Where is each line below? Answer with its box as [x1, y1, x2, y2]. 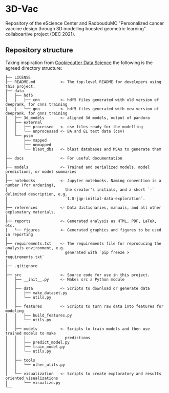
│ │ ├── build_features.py [5, 312, 72, 318]
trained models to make [5, 330, 56, 336]
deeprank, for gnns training [5, 111, 68, 116]
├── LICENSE [5, 75, 31, 80]
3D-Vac [5, 3, 38, 15]
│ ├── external [5, 120, 43, 125]
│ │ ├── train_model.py [5, 344, 66, 349]
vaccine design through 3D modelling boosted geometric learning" [5, 25, 146, 31]
